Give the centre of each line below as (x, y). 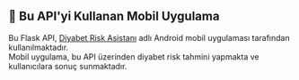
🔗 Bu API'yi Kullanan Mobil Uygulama (114, 16)
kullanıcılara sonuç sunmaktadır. (68, 66)
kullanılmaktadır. (39, 47)
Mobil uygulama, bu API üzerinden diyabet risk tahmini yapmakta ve (134, 56)
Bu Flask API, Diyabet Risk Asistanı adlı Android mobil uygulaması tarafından (149, 37)
